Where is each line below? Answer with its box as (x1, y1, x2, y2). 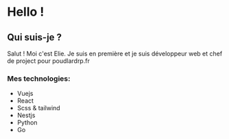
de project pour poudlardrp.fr (7, 57, 91, 65)
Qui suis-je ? (7, 31, 62, 43)
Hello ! (7, 4, 45, 20)
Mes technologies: (7, 73, 71, 83)
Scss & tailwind (16, 104, 60, 112)
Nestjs (16, 111, 36, 120)
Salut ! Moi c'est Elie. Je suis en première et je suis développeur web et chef (7, 49, 223, 58)
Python (16, 118, 38, 127)
